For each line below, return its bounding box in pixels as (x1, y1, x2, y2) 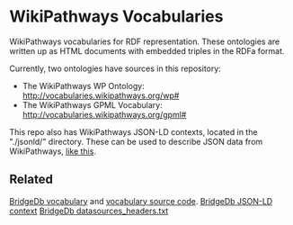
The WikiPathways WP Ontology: (22, 80, 146, 91)
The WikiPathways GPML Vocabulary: (22, 99, 164, 110)
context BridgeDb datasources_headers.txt (9, 205, 169, 216)
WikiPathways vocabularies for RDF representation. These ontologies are (9, 36, 280, 47)
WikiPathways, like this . (9, 146, 97, 157)
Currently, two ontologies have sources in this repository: (9, 63, 222, 74)
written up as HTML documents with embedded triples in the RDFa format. (9, 45, 285, 56)
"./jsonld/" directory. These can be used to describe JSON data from (9, 136, 263, 147)
